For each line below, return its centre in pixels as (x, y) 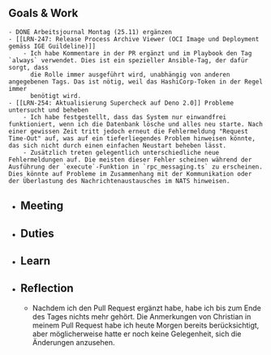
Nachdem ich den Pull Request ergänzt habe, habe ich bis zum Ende (146, 308)
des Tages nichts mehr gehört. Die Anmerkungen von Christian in (142, 316)
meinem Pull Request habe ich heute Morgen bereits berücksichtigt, (146, 325)
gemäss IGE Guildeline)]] (52, 46)
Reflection (47, 288)
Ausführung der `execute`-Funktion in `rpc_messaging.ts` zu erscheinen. (136, 167)
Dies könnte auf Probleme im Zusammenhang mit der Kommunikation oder (130, 173)
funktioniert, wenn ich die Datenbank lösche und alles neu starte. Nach (136, 124)
